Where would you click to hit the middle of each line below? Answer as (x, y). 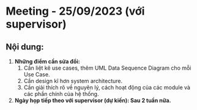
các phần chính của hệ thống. (61, 94)
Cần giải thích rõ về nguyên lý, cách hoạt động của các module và (107, 87)
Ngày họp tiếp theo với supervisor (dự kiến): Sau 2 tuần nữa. (93, 100)
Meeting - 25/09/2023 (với (75, 11)
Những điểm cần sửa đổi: (47, 61)
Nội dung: (25, 47)
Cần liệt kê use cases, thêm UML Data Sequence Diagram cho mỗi (107, 68)
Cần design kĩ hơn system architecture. (73, 81)
